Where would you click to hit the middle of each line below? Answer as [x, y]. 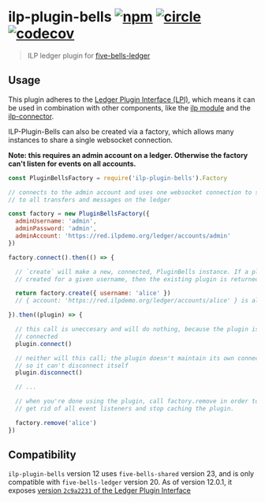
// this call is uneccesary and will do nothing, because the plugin [132, 329]
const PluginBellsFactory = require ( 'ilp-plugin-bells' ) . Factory [118, 178]
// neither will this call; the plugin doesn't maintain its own [125, 358]
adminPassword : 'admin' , [56, 229]
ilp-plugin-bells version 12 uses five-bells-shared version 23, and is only [131, 474]
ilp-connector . [31, 116]
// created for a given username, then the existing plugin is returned [137, 279]
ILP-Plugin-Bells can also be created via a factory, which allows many [121, 131]
